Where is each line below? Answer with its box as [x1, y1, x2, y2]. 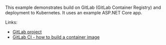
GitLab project [12, 29, 42, 35]
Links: [5, 19, 17, 25]
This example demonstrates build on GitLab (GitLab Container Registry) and [5, 4, 161, 10]
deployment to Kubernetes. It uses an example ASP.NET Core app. [5, 10, 142, 15]
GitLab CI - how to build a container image [12, 34, 100, 40]
